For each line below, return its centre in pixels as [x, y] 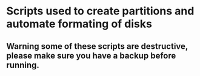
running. [23, 65]
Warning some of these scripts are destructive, [97, 46]
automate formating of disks [79, 24]
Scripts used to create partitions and [100, 11]
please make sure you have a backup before [91, 55]
